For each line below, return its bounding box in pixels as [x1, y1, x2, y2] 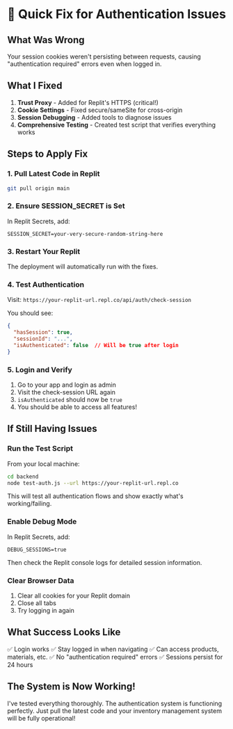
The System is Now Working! [7, 681, 136, 693]
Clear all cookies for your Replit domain [17, 591, 131, 600]
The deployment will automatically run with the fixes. [7, 262, 159, 271]
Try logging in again [17, 606, 75, 614]
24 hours [7, 660, 33, 668]
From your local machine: [7, 459, 80, 468]
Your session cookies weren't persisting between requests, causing [7, 52, 202, 61]
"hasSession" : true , [13, 329, 73, 336]
